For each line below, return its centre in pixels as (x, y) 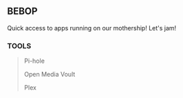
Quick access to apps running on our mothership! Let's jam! (92, 28)
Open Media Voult (50, 75)
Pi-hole (34, 61)
